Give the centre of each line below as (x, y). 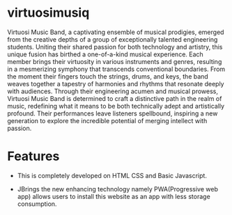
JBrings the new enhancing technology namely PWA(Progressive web (117, 189)
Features (33, 156)
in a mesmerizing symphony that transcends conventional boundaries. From (116, 69)
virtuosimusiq (48, 13)
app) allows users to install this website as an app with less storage (114, 196)
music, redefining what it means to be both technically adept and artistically (116, 106)
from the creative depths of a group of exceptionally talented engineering (113, 39)
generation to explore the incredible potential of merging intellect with (107, 120)
